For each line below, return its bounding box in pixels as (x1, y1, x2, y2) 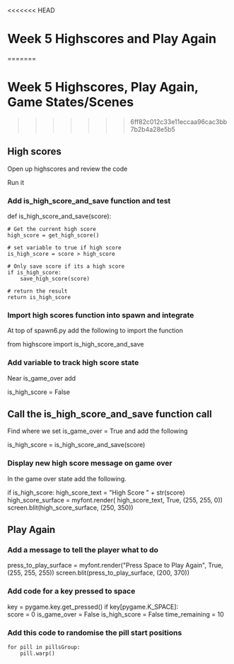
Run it (7, 178, 25, 186)
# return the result (7, 287, 69, 295)
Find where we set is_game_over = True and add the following (7, 427, 188, 435)
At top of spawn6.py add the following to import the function (7, 326, 184, 335)
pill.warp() (20, 650, 55, 657)
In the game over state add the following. (7, 474, 127, 483)
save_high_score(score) (20, 275, 90, 282)
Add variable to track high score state (7, 358, 139, 368)
